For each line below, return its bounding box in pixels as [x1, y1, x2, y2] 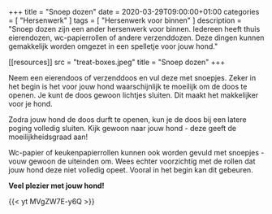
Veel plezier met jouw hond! [8, 181, 105, 190]
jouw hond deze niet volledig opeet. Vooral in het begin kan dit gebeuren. [8, 165, 253, 174]
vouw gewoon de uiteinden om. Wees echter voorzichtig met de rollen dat [8, 156, 256, 166]
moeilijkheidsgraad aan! [8, 132, 88, 142]
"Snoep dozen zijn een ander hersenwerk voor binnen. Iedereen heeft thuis [8, 24, 261, 33]
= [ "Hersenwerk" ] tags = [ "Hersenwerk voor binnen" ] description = [8, 15, 242, 25]
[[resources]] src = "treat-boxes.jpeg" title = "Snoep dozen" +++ [8, 57, 226, 67]
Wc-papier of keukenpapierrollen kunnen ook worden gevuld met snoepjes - [8, 148, 265, 157]
